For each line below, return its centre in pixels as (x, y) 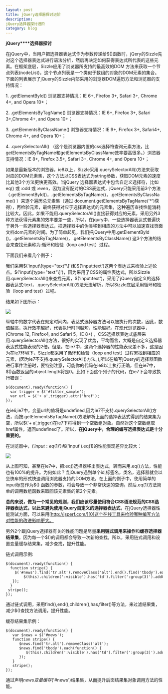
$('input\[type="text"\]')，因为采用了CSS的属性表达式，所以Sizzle (82, 272)
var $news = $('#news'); (38, 635)
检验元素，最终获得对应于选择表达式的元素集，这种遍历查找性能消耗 (91, 207)
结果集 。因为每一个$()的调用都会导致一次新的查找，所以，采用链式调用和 (81, 537)
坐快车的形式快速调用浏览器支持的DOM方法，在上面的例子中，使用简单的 (81, 479)
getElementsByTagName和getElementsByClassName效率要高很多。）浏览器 (83, 153)
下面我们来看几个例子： (30, 255)
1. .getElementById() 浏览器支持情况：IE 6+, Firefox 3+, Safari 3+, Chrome (82, 96)
